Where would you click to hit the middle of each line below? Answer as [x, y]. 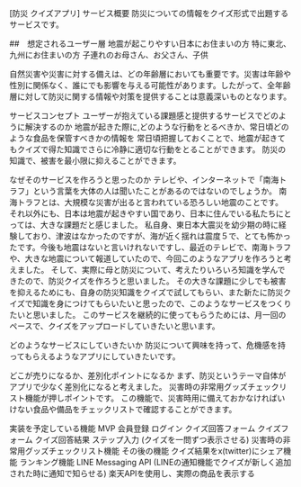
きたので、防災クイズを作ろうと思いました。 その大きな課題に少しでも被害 [148, 281]
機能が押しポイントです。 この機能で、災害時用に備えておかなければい [155, 398]
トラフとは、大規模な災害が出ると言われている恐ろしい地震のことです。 [150, 202]
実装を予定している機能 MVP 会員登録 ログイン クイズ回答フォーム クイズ [145, 428]
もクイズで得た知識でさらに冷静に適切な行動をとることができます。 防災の [148, 149]
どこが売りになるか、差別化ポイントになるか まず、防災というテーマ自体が [148, 375]
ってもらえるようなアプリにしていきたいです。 [95, 356]
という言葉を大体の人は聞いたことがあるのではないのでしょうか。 [155, 191]
